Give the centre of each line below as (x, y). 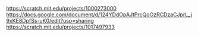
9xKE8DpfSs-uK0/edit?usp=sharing (50, 21)
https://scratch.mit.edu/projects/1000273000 (62, 8)
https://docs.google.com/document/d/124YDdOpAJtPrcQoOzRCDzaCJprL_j (99, 15)
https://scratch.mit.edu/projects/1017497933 (60, 27)
